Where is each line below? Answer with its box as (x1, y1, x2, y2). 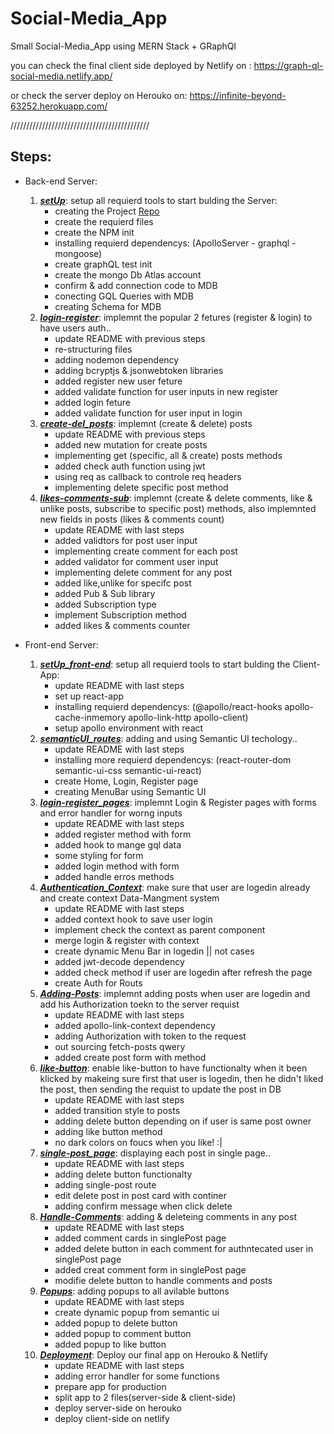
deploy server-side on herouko (54, 1402, 182, 1414)
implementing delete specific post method (54, 481, 229, 493)
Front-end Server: (24, 638, 99, 651)
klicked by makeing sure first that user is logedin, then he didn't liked (39, 1072, 324, 1084)
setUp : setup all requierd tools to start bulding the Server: (39, 194, 278, 206)
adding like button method (54, 1125, 163, 1137)
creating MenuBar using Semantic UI (54, 785, 207, 797)
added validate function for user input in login (54, 407, 243, 419)
